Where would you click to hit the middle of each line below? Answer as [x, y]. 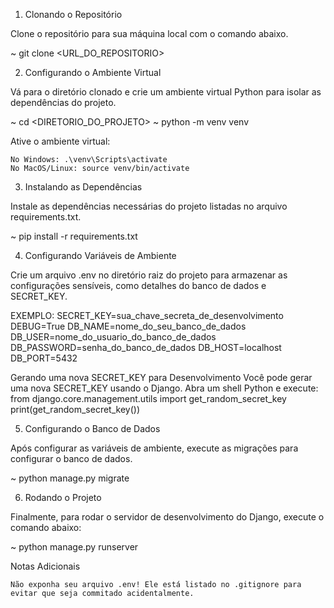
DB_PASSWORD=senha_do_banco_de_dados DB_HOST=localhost [146, 347]
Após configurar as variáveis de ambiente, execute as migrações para [154, 448]
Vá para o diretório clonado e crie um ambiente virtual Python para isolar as [166, 92]
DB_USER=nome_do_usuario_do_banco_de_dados [113, 337]
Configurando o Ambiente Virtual [93, 72]
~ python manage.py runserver [74, 547]
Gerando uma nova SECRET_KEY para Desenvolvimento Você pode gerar [161, 377]
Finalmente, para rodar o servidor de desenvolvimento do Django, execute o [167, 517]
